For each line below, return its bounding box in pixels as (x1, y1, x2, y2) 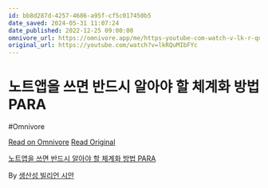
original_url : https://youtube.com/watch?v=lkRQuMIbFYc (8, 41, 198, 49)
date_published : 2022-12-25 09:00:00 (8, 26, 134, 34)
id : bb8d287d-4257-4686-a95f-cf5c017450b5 (8, 11, 152, 20)
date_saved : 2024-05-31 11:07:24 (8, 19, 120, 27)
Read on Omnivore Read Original (8, 137, 116, 147)
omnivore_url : (8, 33, 56, 42)
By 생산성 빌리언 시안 (8, 170, 74, 180)
